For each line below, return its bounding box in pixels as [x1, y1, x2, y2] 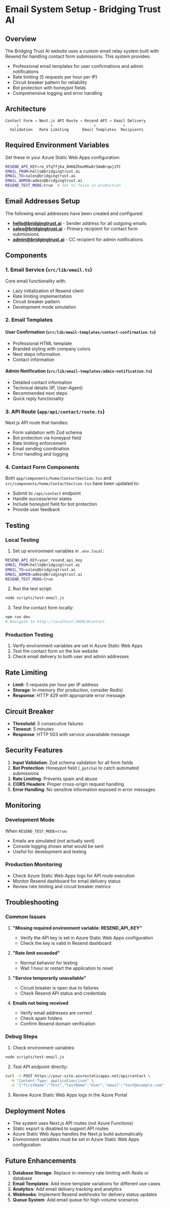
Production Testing [5, 631, 54, 638]
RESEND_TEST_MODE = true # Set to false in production [5, 183, 121, 188]
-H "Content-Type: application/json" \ [10, 1078, 94, 1083]
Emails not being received [12, 1000, 68, 1006]
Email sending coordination [12, 446, 70, 452]
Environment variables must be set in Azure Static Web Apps [12, 1137, 140, 1143]
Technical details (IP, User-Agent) [12, 384, 83, 391]
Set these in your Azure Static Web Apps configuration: [5, 154, 120, 160]
